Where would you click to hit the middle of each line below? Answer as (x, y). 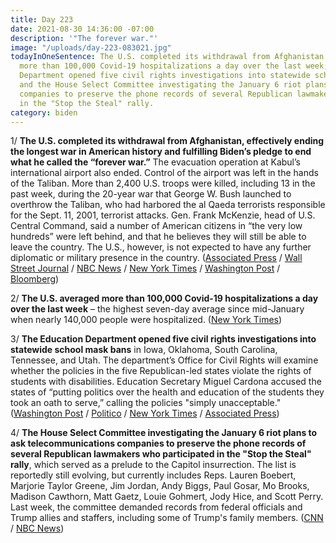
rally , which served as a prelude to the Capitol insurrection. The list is (153, 465)
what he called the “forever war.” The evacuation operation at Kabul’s (155, 162)
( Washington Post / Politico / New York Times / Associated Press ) (145, 413)
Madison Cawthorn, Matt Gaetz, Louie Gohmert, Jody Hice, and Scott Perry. (167, 497)
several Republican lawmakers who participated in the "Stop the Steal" (161, 454)
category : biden (44, 112)
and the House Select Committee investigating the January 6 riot (160, 85)
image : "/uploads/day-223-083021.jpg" (91, 47)
